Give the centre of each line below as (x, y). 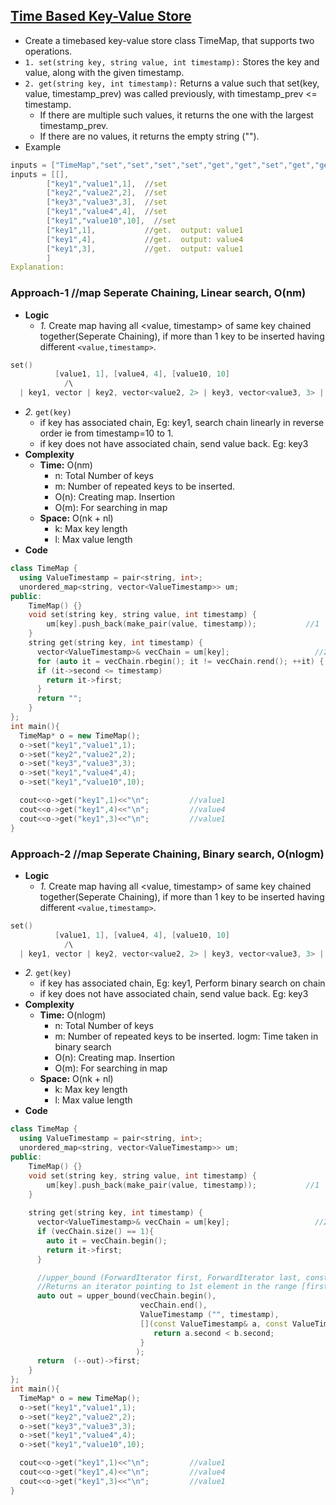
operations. (48, 51)
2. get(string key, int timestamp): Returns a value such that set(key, (172, 83)
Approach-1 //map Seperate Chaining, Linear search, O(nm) (158, 293)
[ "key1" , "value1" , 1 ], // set (107, 184)
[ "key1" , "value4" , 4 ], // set (107, 212)
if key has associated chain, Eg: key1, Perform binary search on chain (182, 983)
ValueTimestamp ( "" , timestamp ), (209, 1315)
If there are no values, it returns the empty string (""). (149, 136)
